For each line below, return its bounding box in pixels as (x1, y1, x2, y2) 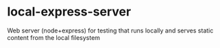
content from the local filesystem (7, 33, 101, 41)
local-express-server (7, 4, 132, 20)
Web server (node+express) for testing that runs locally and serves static (7, 26, 214, 34)
